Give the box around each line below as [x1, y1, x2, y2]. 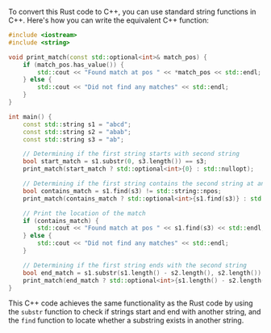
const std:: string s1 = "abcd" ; [23, 120, 131, 129]
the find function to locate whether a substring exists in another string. [8, 315, 244, 326]
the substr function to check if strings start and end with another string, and [8, 307, 261, 317]
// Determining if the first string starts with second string [23, 150, 240, 158]
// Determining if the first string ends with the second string [23, 261, 248, 269]
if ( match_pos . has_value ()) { [23, 61, 125, 69]
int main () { [8, 112, 52, 120]
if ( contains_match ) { [23, 217, 99, 225]
